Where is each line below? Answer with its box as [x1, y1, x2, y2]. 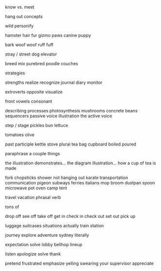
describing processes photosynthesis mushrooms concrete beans [5, 108, 138, 113]
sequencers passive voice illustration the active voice [5, 113, 112, 119]
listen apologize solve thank [5, 251, 61, 257]
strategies [5, 70, 25, 76]
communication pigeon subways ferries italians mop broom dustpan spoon [5, 180, 155, 185]
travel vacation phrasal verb [5, 195, 61, 200]
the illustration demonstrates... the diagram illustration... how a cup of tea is [5, 160, 157, 166]
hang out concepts [5, 14, 43, 19]
